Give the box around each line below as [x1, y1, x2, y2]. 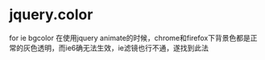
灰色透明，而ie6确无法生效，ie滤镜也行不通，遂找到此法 [23, 42, 209, 53]
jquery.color [9, 6, 93, 24]
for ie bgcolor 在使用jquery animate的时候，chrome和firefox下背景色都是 [9, 33, 251, 42]
